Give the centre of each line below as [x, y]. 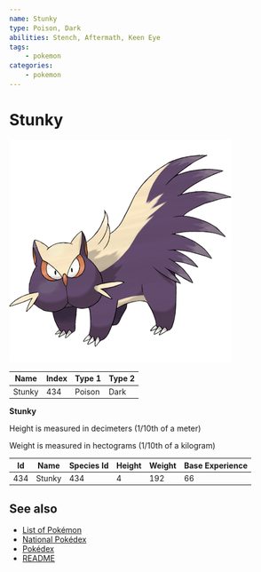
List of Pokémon [52, 530]
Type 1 [88, 378]
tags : [19, 47]
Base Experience [216, 465]
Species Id [89, 465]
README [39, 559]
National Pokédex [54, 540]
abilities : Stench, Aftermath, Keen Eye [85, 37]
